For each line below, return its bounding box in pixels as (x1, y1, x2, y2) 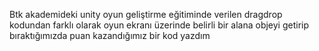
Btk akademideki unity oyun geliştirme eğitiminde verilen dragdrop (9, 9, 283, 20)
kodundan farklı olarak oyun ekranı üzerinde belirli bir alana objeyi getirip (9, 19, 310, 31)
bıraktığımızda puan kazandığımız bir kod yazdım (9, 30, 211, 41)
